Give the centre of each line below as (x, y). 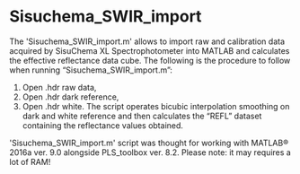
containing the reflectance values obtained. (103, 125)
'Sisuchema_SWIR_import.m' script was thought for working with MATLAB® (149, 143)
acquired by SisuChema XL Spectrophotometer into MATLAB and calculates (150, 50)
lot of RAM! (30, 161)
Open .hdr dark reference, (71, 97)
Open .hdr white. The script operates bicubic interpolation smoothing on (156, 106)
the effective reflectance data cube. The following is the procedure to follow (150, 60)
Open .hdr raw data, (59, 87)
